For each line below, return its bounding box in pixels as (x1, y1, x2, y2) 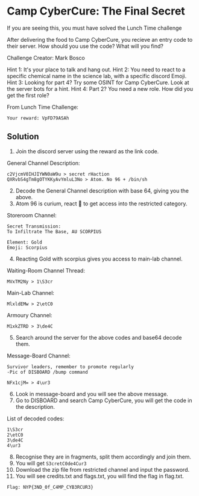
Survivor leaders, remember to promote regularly (7, 363, 134, 370)
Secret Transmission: (7, 223, 62, 230)
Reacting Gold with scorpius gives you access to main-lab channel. (15, 255, 183, 262)
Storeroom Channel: (7, 211, 57, 219)
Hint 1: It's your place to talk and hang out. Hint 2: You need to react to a (7, 65, 186, 73)
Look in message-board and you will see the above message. (15, 390, 168, 397)
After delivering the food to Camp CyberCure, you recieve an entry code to (7, 36, 193, 43)
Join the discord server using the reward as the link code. (15, 147, 159, 155)
